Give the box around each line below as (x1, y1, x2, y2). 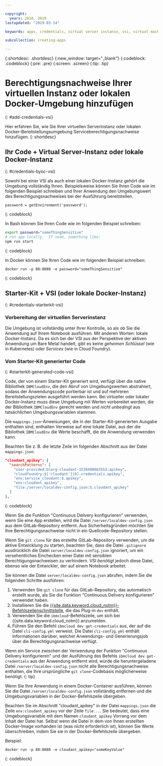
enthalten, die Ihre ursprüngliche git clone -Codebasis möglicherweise (5, 668, 147, 674)
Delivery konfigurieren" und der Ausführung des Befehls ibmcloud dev (5, 653, 145, 659)
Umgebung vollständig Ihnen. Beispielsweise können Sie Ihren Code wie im (5, 183, 155, 189)
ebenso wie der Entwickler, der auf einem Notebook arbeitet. (5, 563, 127, 569)
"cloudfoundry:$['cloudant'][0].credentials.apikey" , (14, 472, 125, 476)
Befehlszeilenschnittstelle (12, 607, 64, 613)
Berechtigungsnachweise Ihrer (5, 78, 132, 89)
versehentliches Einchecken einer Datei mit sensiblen (5, 553, 112, 558)
